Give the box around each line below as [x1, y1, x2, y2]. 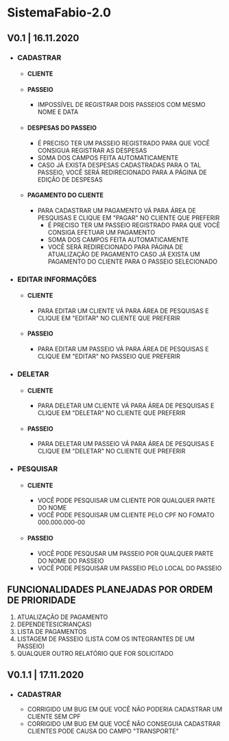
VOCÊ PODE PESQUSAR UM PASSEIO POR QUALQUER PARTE [37, 549, 214, 557]
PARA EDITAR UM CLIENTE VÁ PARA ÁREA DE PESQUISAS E [37, 307, 209, 315]
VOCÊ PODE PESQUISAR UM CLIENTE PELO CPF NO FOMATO [37, 511, 215, 519]
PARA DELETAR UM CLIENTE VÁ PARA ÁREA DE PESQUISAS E [37, 401, 215, 410]
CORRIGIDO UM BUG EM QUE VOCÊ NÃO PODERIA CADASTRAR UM [27, 705, 223, 714]
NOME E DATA [37, 108, 79, 116]
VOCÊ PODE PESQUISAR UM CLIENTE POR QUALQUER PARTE [37, 496, 216, 505]
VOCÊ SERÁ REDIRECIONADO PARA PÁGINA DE [47, 242, 184, 251]
